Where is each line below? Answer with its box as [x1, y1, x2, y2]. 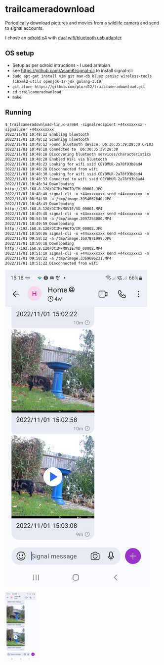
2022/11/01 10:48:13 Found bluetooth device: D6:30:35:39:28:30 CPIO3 [5, 142, 154, 147]
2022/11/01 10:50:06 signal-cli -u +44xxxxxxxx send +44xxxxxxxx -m [5, 231, 149, 236]
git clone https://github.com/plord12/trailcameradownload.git [12, 84, 146, 89]
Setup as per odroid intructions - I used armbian [12, 62, 110, 68]
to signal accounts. [5, 25, 44, 31]
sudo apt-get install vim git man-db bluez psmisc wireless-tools [12, 73, 152, 79]
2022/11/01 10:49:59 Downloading [5, 221, 74, 226]
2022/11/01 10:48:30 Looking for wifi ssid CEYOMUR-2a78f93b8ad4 [5, 171, 142, 176]
